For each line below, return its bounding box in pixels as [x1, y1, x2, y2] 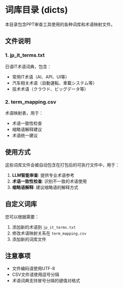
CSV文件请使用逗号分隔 [12, 271, 60, 277]
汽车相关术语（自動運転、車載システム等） [12, 80, 97, 85]
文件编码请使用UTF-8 [12, 266, 55, 271]
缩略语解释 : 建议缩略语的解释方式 [12, 184, 78, 190]
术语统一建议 [12, 132, 38, 138]
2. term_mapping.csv [5, 98, 57, 105]
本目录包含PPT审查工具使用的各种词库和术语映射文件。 [5, 21, 115, 27]
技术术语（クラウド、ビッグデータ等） [12, 86, 89, 92]
